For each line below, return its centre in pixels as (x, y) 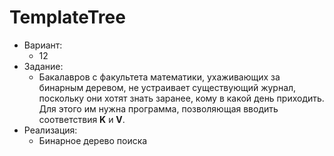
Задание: (43, 66)
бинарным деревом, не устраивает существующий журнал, (167, 87)
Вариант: (43, 45)
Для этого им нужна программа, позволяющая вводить (158, 108)
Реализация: (50, 130)
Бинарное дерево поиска (93, 140)
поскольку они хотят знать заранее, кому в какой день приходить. (181, 98)
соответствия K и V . (82, 119)
